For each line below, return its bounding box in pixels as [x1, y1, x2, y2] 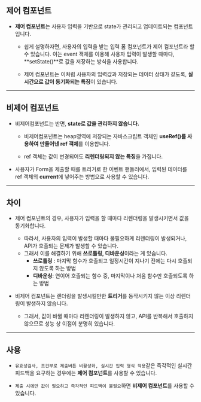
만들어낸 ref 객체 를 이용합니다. [39, 140, 111, 147]
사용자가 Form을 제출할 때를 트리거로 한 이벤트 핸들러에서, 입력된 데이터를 [14, 165, 187, 172]
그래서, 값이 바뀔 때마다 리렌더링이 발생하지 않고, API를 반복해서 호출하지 [23, 313, 193, 320]
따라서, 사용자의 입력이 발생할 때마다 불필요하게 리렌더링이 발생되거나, [23, 235, 187, 242]
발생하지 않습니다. [26, 300, 68, 307]
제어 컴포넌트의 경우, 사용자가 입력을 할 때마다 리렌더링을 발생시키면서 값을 [14, 215, 190, 222]
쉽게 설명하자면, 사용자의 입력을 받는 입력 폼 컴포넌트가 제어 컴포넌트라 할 [23, 42, 195, 50]
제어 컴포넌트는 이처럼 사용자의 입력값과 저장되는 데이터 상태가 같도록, [23, 71, 187, 78]
